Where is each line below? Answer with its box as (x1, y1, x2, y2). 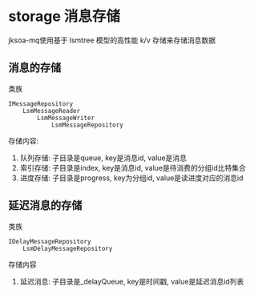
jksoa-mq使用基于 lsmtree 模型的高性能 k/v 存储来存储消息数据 (8, 35, 216, 45)
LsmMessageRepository (50, 121, 124, 129)
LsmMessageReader (22, 107, 81, 115)
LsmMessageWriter (37, 114, 95, 122)
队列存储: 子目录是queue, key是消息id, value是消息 (19, 153, 187, 163)
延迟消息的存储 (8, 199, 83, 212)
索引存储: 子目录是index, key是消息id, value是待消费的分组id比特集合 (19, 163, 246, 172)
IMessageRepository (8, 99, 74, 108)
